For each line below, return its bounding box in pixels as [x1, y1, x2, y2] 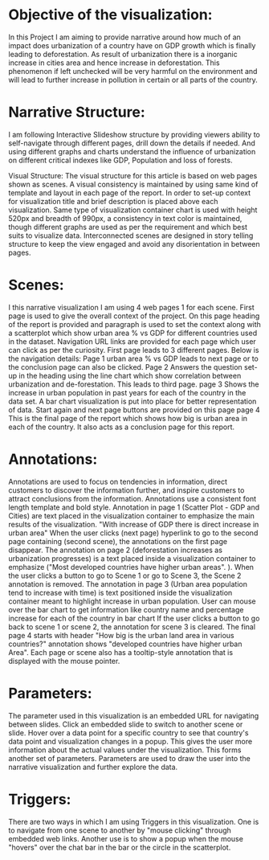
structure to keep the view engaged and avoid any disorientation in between [8, 239, 261, 248]
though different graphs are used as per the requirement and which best [8, 222, 247, 231]
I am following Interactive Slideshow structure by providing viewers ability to [8, 129, 261, 139]
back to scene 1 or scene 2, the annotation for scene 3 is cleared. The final [8, 621, 255, 632]
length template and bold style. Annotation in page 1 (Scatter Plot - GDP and [8, 502, 260, 512]
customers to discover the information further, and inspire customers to [8, 485, 245, 495]
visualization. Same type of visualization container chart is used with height [8, 205, 258, 215]
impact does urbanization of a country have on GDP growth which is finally [8, 40, 256, 50]
